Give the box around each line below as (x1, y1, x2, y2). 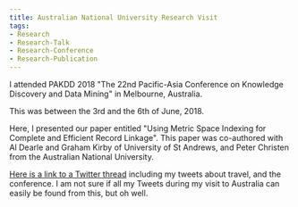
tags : (9, 21, 30, 30)
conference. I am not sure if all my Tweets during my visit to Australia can (9, 178, 280, 188)
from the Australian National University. (9, 152, 154, 161)
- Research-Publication (9, 54, 98, 63)
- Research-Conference (9, 46, 94, 55)
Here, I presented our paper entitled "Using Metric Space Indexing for (9, 123, 267, 134)
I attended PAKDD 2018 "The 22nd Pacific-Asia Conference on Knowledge (9, 79, 284, 89)
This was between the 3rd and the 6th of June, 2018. (9, 106, 204, 116)
